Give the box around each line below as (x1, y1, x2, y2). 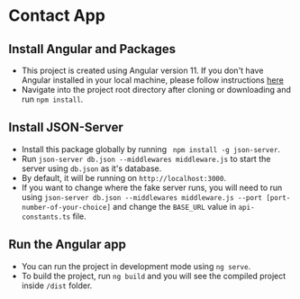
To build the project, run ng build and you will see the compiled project (21, 270, 286, 281)
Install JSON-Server (8, 120, 123, 135)
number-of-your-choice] (21, 203, 112, 212)
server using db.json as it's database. (21, 163, 162, 174)
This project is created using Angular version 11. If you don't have (21, 65, 264, 76)
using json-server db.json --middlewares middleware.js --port (21, 191, 263, 203)
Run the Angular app (8, 237, 127, 252)
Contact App (8, 5, 105, 26)
